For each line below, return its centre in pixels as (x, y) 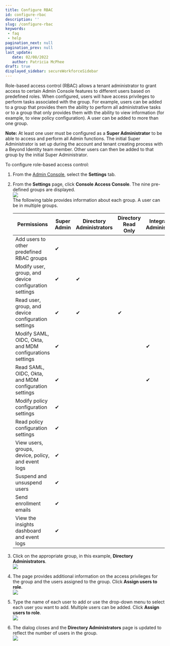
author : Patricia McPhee (38, 62)
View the (26, 518)
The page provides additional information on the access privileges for (85, 576)
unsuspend (28, 482)
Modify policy (31, 401)
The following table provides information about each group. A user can (86, 200)
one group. (17, 123)
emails (23, 510)
